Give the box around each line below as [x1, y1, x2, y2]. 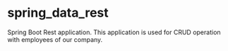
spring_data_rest [7, 5, 109, 21]
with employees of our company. [7, 35, 103, 43]
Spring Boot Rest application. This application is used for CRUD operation [7, 28, 221, 36]
